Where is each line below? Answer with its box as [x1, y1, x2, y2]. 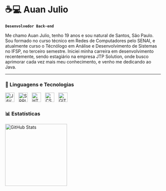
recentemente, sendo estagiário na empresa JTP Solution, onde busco [5, 53, 149, 60]
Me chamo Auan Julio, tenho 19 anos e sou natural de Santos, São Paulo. [5, 32, 154, 38]
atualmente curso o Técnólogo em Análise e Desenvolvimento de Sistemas [5, 43, 157, 49]
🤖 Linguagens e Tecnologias [5, 81, 74, 88]
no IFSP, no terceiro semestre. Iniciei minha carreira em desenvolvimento [5, 48, 154, 54]
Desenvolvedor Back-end [5, 23, 54, 29]
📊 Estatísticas [5, 110, 41, 117]
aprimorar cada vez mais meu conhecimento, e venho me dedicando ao [5, 59, 152, 64]
